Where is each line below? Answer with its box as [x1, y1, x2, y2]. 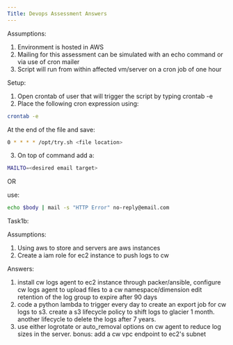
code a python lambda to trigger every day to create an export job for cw [17, 300, 227, 309]
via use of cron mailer [17, 57, 80, 66]
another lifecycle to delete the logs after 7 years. [17, 315, 156, 323]
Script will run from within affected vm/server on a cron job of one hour [17, 65, 222, 73]
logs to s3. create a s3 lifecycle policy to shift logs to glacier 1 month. [17, 307, 215, 316]
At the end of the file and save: [7, 125, 95, 134]
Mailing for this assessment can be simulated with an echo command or [17, 50, 224, 58]
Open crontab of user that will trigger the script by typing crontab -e [17, 92, 214, 100]
